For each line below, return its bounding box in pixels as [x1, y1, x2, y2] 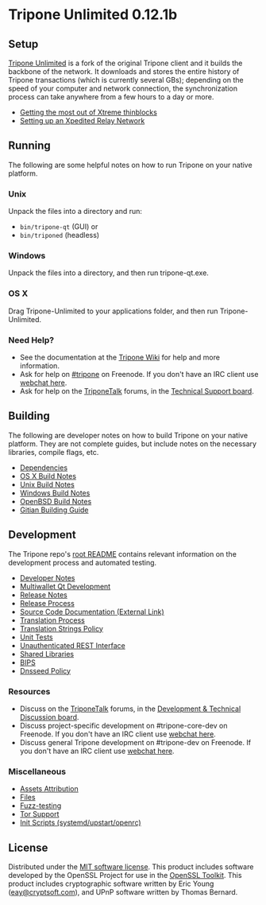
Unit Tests [19, 632, 53, 642]
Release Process [19, 598, 75, 608]
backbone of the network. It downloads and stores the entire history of [8, 67, 240, 76]
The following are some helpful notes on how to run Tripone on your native [8, 160, 253, 169]
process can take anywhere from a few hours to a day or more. [8, 92, 214, 101]
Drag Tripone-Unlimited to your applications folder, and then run [8, 306, 218, 316]
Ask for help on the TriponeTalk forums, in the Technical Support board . [19, 386, 254, 395]
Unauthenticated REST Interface [19, 640, 125, 650]
